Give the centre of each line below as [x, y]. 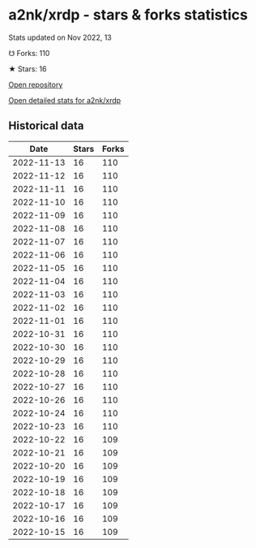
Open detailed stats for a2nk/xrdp [65, 100]
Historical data [46, 126]
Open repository [36, 84]
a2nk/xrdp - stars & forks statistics [128, 15]
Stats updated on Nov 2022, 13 [60, 37]
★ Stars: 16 [28, 69]
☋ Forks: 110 [29, 53]
